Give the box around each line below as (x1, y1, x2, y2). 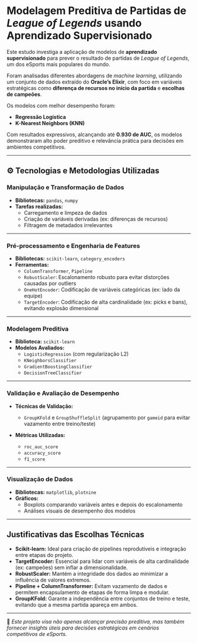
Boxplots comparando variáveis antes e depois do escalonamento (23, 501, 183, 508)
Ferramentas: (15, 261, 49, 268)
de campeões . (6, 91, 42, 98)
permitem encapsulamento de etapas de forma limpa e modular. (15, 589, 170, 596)
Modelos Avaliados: (15, 344, 65, 352)
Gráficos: (15, 494, 39, 501)
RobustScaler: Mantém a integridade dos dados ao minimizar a (15, 570, 168, 577)
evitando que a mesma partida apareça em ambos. (15, 601, 138, 608)
